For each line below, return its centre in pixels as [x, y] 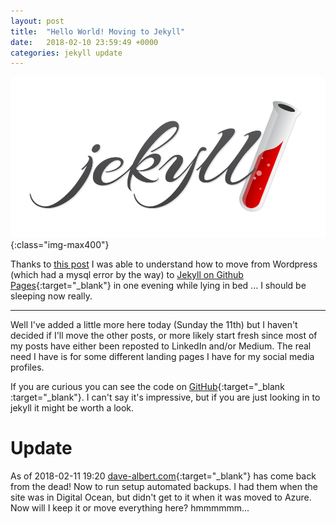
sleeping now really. [51, 296]
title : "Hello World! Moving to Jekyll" [98, 31]
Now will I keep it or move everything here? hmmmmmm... [130, 507]
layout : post [37, 21]
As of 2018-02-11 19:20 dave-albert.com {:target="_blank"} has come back [163, 476]
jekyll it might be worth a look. [72, 407]
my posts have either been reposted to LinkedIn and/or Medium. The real [161, 346]
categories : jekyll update [66, 53]
